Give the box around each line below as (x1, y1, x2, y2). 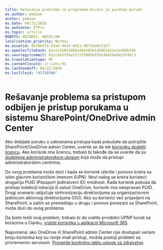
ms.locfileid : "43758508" (5, 71, 57, 76)
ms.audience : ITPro (5, 25, 45, 30)
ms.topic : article (5, 30, 42, 35)
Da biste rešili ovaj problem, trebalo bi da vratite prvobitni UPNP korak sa (5, 214, 151, 220)
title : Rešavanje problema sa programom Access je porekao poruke (5, 7, 143, 12)
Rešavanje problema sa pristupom (5, 92, 146, 103)
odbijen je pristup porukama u (5, 102, 129, 113)
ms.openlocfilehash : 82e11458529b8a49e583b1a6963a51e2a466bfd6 (5, 48, 136, 53)
